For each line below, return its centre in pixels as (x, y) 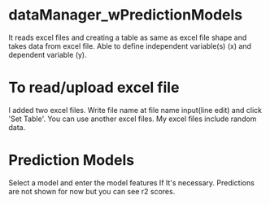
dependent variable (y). (48, 54)
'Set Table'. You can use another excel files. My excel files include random (133, 119)
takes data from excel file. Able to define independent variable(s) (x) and (130, 46)
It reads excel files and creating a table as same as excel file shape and (128, 37)
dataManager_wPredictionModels (126, 15)
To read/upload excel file (94, 88)
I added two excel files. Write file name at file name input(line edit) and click (135, 110)
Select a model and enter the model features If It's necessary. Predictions (131, 182)
